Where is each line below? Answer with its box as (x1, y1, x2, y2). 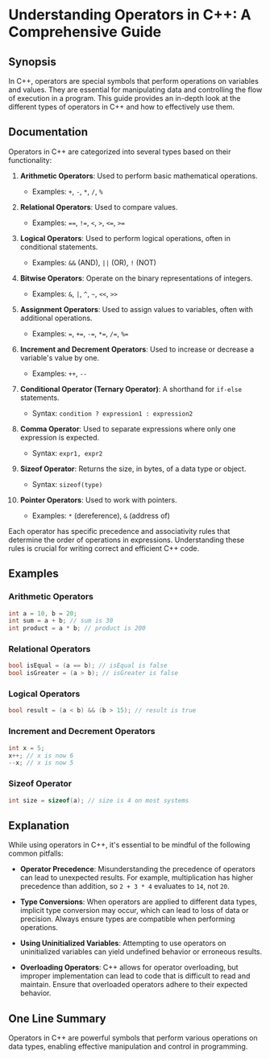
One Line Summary (8, 1011, 106, 1025)
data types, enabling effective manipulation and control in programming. (8, 1042, 248, 1052)
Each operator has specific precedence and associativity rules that (8, 526, 231, 536)
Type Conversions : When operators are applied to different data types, (19, 897, 258, 907)
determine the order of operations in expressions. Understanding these (8, 535, 245, 544)
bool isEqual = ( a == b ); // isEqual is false (8, 661, 168, 670)
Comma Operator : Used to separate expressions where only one (19, 423, 236, 433)
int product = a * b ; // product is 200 (8, 624, 147, 632)
